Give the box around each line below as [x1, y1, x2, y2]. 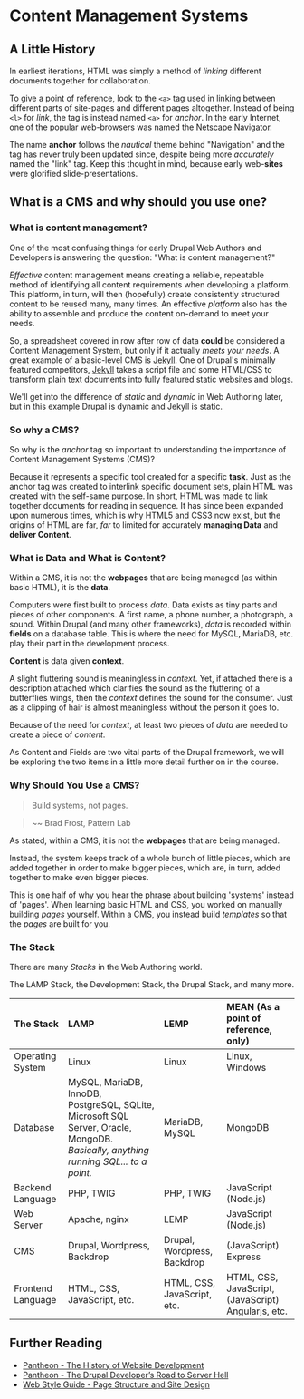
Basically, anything [67, 1143, 149, 1156]
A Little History [9, 42, 96, 57]
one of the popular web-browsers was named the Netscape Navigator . [9, 121, 273, 132]
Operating [14, 1049, 57, 1062]
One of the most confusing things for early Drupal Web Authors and [9, 242, 262, 253]
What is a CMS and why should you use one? [9, 194, 268, 209]
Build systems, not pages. [31, 800, 128, 811]
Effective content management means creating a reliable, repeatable [9, 269, 265, 280]
